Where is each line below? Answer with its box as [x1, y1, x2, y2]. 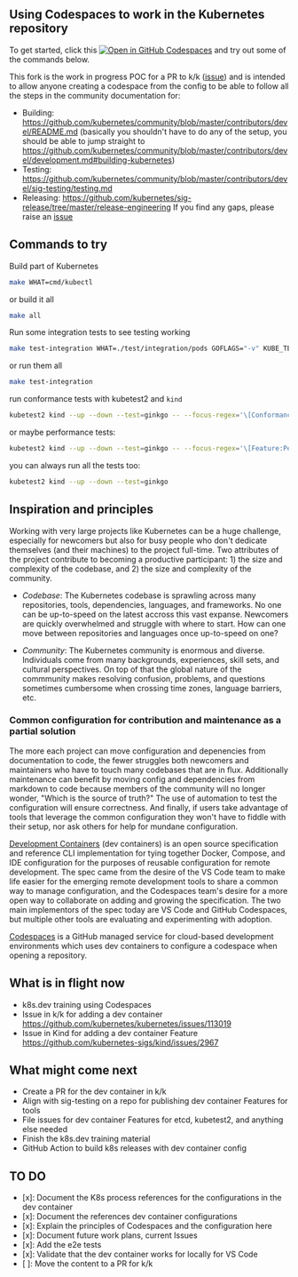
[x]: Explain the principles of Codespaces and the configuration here [21, 1221, 272, 1232]
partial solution [9, 725, 76, 738]
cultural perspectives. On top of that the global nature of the [21, 664, 242, 674]
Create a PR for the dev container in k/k [21, 1086, 167, 1097]
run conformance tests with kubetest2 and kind [9, 394, 184, 404]
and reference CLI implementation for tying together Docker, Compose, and [9, 848, 286, 858]
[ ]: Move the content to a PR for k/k [21, 1258, 153, 1269]
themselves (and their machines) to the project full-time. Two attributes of [9, 544, 279, 555]
